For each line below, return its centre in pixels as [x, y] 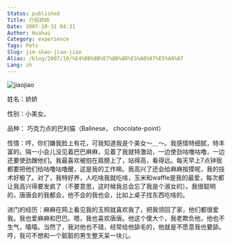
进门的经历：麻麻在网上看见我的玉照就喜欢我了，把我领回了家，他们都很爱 [113, 209]
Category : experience [38, 39]
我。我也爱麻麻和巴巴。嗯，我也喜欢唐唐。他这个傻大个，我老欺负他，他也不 [116, 218]
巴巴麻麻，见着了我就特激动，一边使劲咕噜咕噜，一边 [149, 151]
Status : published [33, 13]
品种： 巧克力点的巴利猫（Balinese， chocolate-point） [86, 128]
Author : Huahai [29, 33]
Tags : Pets [23, 46]
